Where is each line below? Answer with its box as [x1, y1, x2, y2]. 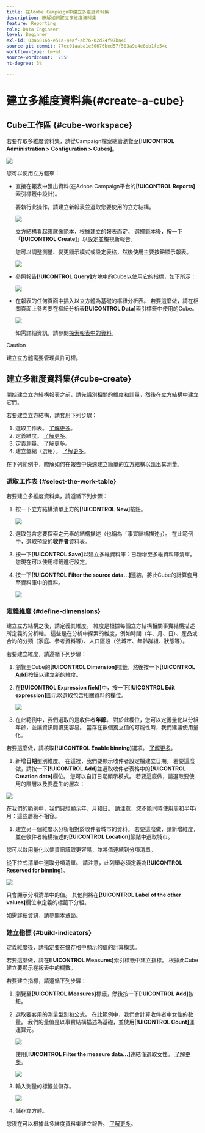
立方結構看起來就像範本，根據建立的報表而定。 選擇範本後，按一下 [15, 227, 183, 235]
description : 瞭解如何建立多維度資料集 [6, 15, 96, 21]
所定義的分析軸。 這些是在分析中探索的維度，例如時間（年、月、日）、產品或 [6, 629, 198, 637]
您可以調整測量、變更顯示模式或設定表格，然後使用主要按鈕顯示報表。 [15, 248, 192, 256]
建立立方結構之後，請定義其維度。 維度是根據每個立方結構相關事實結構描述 [6, 622, 195, 629]
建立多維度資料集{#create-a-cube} [6, 94, 185, 108]
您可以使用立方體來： [6, 169, 60, 177]
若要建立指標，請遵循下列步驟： [6, 977, 87, 984]
